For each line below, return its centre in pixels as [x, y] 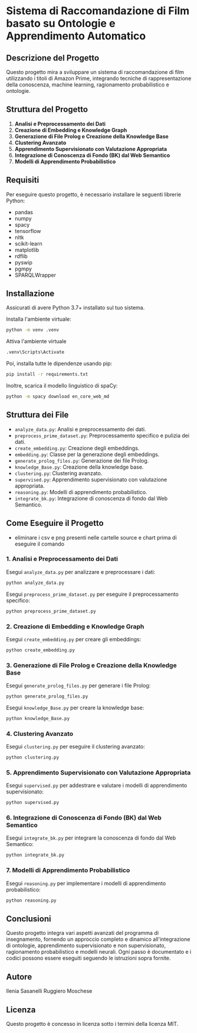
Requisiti [23, 180]
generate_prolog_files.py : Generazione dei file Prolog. [82, 460]
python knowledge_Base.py [38, 718]
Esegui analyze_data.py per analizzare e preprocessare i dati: [81, 572]
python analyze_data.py [35, 583]
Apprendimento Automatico [76, 36]
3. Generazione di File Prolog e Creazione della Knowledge [91, 665]
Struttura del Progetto [47, 110]
